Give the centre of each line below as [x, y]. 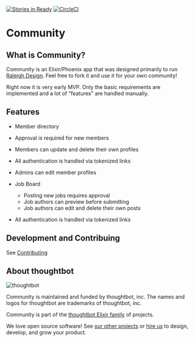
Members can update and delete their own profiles [77, 149]
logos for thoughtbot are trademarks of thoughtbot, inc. [74, 303]
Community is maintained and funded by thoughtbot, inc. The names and [96, 297]
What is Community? [46, 55]
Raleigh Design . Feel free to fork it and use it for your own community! [92, 75]
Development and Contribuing [63, 238]
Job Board [27, 183]
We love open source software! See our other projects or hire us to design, [97, 326]
